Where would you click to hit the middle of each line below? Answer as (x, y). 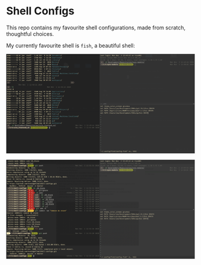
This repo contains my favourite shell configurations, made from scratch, (96, 28)
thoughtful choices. (30, 33)
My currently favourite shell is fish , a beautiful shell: (71, 45)
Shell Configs (40, 11)
